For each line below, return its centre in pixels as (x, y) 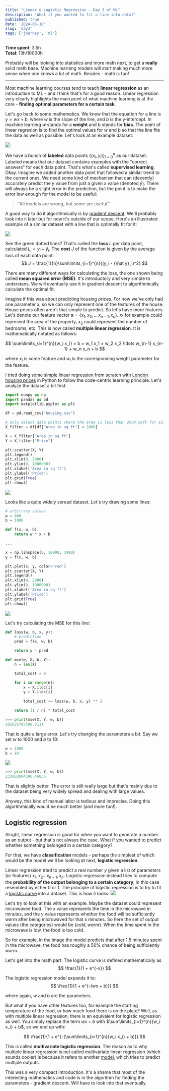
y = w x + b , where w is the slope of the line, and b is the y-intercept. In (78, 119)
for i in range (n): (35, 682)
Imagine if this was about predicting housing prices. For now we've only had (84, 299)
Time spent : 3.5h (23, 48)
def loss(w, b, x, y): (29, 632)
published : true (22, 19)
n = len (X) (26, 664)
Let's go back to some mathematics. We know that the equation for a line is (83, 114)
